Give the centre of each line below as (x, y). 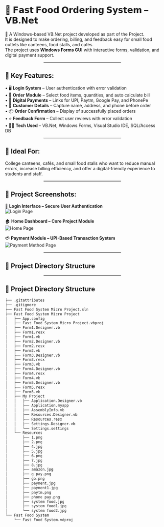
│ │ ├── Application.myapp (37, 405)
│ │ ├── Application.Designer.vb (44, 401)
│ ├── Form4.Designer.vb (33, 369)
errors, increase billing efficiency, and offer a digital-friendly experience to (80, 168)
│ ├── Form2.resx (25, 346)
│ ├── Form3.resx (25, 360)
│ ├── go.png (25, 479)
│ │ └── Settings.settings (37, 428)
